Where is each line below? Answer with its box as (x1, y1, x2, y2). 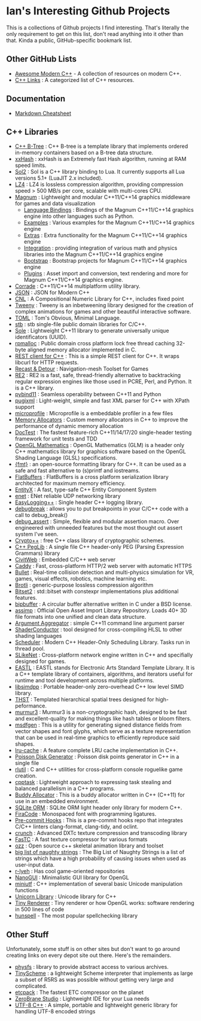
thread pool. (14, 645, 45, 652)
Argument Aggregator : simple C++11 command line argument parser (14, 619, 185, 627)
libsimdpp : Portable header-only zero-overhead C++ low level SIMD (14, 683, 184, 691)
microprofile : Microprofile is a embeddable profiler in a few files (14, 410, 173, 417)
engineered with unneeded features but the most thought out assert (14, 524, 182, 531)
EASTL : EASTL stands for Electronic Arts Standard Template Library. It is (14, 664, 195, 671)
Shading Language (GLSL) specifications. (14, 454, 118, 461)
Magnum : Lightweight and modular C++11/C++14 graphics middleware (14, 193, 190, 201)
